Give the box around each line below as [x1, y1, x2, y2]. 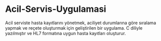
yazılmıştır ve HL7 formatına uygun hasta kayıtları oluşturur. [5, 30, 126, 36]
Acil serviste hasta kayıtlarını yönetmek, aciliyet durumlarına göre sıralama [5, 20, 156, 26]
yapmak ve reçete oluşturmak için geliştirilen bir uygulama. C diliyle [5, 25, 143, 31]
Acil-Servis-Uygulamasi [5, 3, 107, 15]
